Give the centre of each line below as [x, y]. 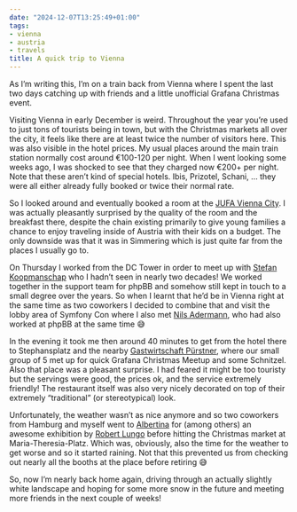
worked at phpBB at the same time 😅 [78, 324]
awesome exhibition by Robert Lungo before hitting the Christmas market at [148, 434]
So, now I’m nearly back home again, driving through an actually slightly [141, 479]
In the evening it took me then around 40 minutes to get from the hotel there [148, 341]
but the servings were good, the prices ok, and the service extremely [135, 379]
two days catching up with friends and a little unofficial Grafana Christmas [145, 93]
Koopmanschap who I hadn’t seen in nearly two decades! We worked [136, 277]
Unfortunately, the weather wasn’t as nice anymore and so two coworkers [144, 415]
